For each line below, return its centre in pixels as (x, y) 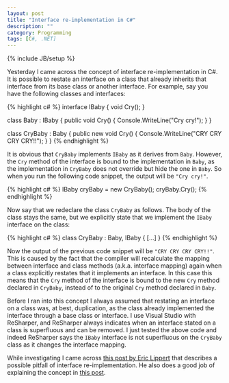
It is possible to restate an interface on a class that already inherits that (107, 79)
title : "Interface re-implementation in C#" (71, 20)
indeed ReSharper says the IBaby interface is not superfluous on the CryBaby (114, 338)
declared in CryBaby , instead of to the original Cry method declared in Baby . (112, 288)
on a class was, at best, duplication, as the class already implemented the (111, 308)
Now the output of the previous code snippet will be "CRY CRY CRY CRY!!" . (111, 251)
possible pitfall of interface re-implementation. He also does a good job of (111, 365)
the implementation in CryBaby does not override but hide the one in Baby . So (114, 169)
